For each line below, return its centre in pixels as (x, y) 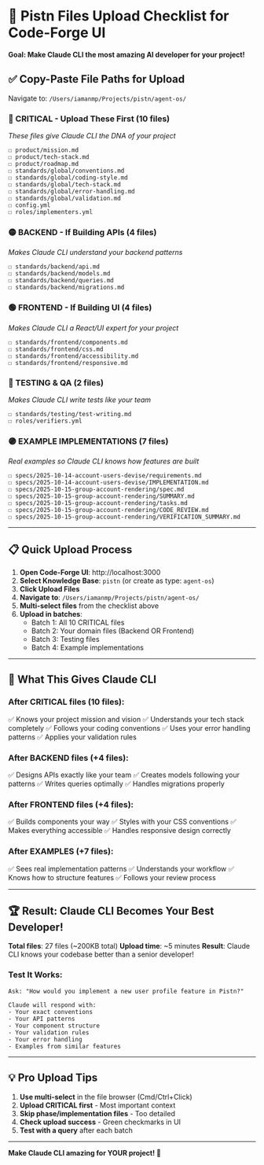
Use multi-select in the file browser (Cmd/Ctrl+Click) (106, 1097)
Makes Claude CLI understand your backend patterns (95, 253)
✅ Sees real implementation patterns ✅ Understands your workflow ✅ (121, 868)
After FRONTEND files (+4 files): (71, 804)
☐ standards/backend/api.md (54, 267)
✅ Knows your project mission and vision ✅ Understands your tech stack (126, 719)
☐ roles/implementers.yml (50, 212)
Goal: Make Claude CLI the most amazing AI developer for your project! (126, 54)
